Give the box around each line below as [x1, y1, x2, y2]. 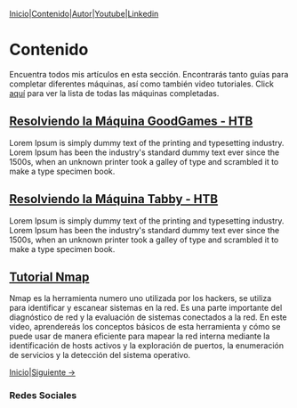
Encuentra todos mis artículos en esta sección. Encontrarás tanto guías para [9, 69, 289, 79]
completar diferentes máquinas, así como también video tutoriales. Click [9, 78, 274, 89]
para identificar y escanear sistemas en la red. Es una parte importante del [9, 303, 283, 314]
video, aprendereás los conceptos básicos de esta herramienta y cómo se [9, 322, 281, 332]
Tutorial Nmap [9, 269, 90, 284]
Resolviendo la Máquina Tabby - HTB [9, 192, 219, 207]
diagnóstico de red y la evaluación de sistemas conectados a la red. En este [9, 312, 287, 322]
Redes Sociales [9, 389, 77, 402]
